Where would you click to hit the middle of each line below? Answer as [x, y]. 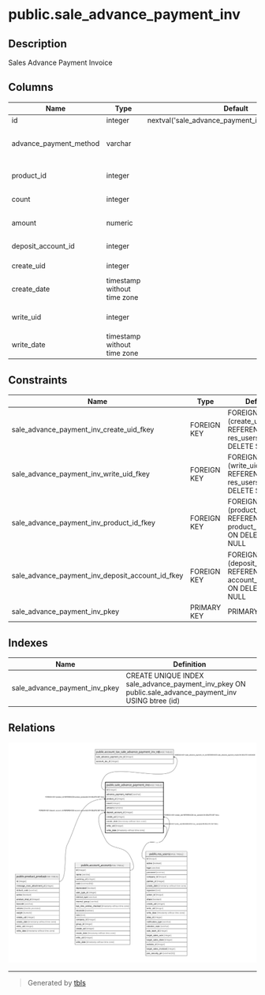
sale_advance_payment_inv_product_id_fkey [84, 522]
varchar [119, 144]
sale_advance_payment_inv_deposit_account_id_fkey [97, 576]
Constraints [38, 380]
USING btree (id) [153, 701]
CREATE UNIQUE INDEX [165, 675]
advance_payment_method [56, 144]
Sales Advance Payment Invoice [60, 62]
